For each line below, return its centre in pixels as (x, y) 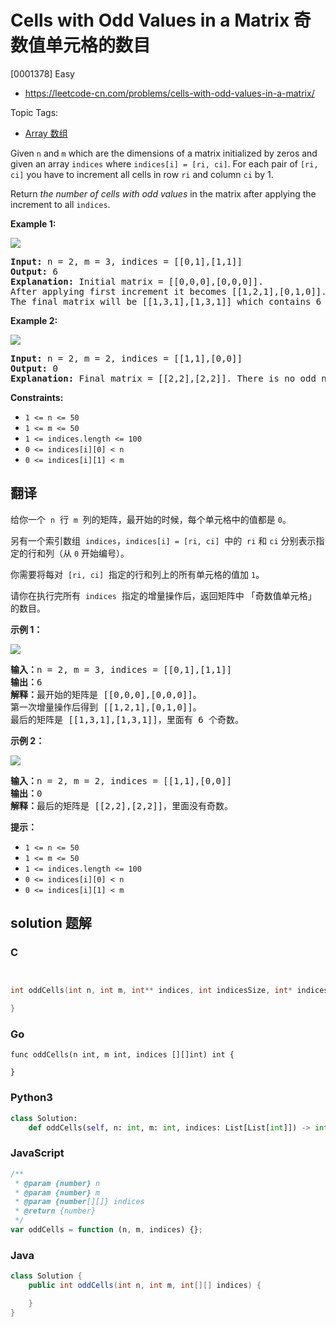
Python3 (31, 1098)
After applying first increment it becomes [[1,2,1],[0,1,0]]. (168, 291)
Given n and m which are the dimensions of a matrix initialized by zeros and (164, 153)
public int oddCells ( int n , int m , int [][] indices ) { (145, 1286)
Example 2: (34, 320)
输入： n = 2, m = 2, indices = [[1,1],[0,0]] (121, 780)
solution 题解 (51, 923)
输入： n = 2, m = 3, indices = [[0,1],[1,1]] (121, 669)
